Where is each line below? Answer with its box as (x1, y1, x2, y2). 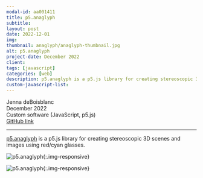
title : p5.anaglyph (6, 14, 56, 21)
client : (6, 59, 26, 65)
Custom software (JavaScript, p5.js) (6, 111, 96, 118)
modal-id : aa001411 (6, 8, 56, 15)
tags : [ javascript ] (6, 65, 56, 71)
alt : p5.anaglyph (6, 48, 50, 54)
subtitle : (6, 20, 31, 26)
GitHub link (6, 118, 34, 124)
